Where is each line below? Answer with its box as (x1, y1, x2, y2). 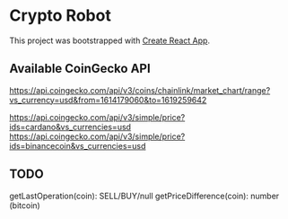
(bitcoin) (9, 199, 40, 211)
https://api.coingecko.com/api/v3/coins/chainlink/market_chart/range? (9, 84, 271, 95)
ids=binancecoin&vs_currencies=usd (9, 140, 146, 151)
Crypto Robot (9, 5, 112, 26)
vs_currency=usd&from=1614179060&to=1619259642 (9, 94, 207, 105)
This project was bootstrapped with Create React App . (9, 35, 211, 46)
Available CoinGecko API (9, 61, 151, 76)
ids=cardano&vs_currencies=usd (9, 121, 132, 132)
